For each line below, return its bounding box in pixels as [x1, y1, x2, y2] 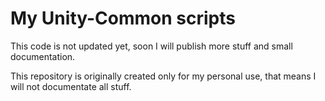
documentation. [10, 50, 76, 62]
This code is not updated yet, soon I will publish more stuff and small [10, 40, 293, 52]
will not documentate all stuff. [10, 80, 132, 92]
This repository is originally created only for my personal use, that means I [10, 70, 317, 82]
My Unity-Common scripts [10, 7, 236, 30]
